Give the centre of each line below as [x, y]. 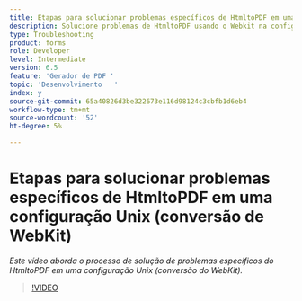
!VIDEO [44, 288]
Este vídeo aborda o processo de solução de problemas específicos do [142, 261]
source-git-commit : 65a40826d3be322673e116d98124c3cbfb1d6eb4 [128, 101]
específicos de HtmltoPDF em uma [141, 198]
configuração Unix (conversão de [137, 217]
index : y [26, 93]
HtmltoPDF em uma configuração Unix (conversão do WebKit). [126, 270]
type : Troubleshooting [52, 34]
